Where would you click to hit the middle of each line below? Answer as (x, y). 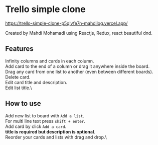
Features (19, 49)
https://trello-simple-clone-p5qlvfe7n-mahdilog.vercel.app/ (66, 23)
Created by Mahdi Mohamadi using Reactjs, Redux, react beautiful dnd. (79, 33)
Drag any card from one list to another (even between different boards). (79, 71)
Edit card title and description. (36, 82)
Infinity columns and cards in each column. (50, 61)
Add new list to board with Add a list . (45, 116)
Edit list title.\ (19, 88)
